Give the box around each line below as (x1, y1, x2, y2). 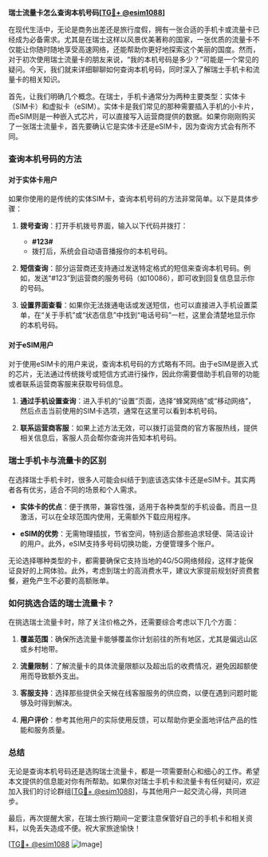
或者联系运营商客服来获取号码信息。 (8, 379, 128, 389)
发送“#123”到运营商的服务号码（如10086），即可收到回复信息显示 (33, 273, 248, 283)
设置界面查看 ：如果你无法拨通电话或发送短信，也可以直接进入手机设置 (19, 300, 251, 310)
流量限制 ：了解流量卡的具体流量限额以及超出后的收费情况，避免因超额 (19, 661, 251, 670)
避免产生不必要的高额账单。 (22, 575, 113, 585)
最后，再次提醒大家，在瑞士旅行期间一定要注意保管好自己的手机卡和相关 (8, 814, 246, 823)
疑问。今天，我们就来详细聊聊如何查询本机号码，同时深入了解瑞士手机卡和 (8, 65, 253, 74)
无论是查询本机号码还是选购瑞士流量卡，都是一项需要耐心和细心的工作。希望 (8, 767, 260, 776)
